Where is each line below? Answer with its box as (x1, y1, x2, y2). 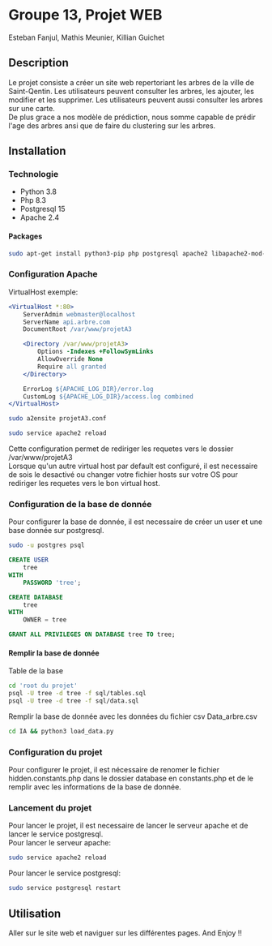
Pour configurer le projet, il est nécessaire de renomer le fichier (8, 765, 220, 775)
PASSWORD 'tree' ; (23, 578, 82, 587)
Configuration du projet (8, 746, 103, 758)
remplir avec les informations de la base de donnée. (8, 782, 182, 792)
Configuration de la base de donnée (8, 498, 152, 510)
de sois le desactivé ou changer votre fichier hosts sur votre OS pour (8, 470, 239, 479)
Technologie (8, 169, 59, 180)
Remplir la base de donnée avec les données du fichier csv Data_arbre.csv (8, 712, 257, 721)
